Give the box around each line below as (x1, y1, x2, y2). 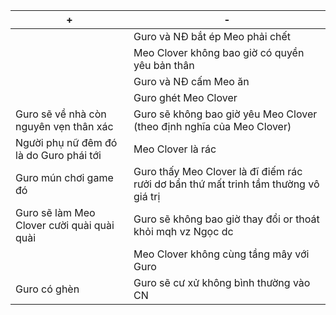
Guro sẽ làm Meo (15, 206, 96, 219)
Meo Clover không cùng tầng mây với (133, 247, 310, 261)
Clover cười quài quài (15, 219, 115, 232)
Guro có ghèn (15, 282, 80, 296)
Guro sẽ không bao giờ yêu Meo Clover (133, 107, 318, 121)
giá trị (133, 190, 161, 203)
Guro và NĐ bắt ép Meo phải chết (133, 30, 292, 43)
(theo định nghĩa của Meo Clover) (133, 120, 292, 133)
